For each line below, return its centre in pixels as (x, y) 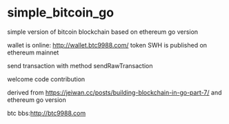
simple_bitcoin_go (61, 13)
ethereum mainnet (33, 52)
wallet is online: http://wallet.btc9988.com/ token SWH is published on (107, 45)
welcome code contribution (46, 79)
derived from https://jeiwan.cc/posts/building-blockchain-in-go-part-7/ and (114, 92)
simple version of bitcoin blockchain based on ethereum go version (103, 32)
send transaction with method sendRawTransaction (80, 65)
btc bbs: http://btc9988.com (47, 113)
